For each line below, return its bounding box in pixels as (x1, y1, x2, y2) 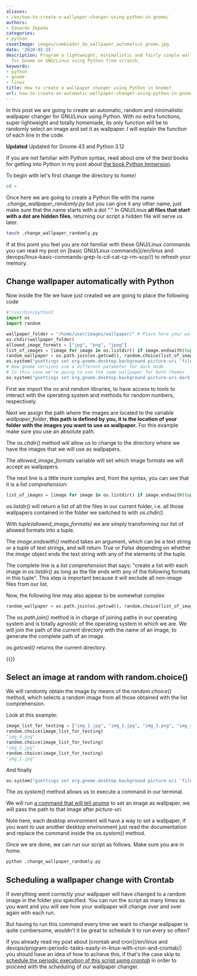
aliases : (6, 8, 28, 15)
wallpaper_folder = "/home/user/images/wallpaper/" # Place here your (6, 331, 182, 337)
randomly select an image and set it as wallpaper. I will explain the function (6, 125, 187, 132)
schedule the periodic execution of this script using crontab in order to (6, 957, 177, 964)
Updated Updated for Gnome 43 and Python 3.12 (6, 143, 125, 150)
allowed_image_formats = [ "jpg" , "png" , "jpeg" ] (6, 342, 127, 348)
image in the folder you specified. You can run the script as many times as (6, 897, 185, 904)
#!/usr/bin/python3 (6, 309, 54, 316)
